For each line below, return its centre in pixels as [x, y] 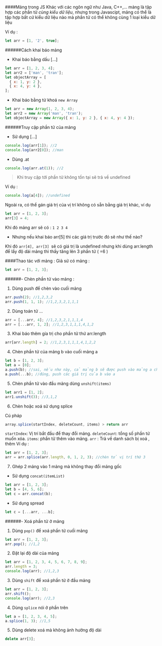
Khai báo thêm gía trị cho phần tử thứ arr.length [59, 333]
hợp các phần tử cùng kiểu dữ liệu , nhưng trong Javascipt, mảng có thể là [78, 12]
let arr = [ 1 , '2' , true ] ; [32, 41]
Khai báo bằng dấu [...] [35, 59]
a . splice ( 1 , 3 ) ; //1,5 [28, 621]
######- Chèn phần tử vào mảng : [40, 279]
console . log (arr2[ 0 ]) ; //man [34, 150]
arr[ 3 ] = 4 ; [17, 218]
